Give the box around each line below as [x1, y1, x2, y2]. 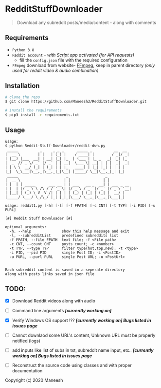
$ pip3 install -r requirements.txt [5, 112, 79, 118]
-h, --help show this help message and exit [9, 229, 130, 234]
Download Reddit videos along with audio [12, 298, 96, 303]
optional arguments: [5, 224, 47, 229]
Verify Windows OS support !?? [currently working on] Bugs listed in [12, 317, 152, 323]
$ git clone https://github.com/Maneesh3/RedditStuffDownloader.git [5, 99, 147, 104]
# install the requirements [5, 108, 62, 113]
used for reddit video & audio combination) [12, 67, 99, 73]
